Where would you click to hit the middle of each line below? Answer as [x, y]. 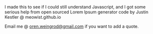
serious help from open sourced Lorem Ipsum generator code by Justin [76, 12]
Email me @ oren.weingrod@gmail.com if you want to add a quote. [72, 26]
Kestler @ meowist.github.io [33, 17]
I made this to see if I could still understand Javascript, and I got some [75, 7]
